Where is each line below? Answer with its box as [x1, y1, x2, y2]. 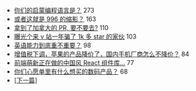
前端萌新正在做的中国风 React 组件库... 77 [13, 59, 134, 66]
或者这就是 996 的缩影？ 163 [13, 15, 97, 23]
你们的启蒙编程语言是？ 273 [13, 6, 94, 14]
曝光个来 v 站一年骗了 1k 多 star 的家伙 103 [13, 32, 136, 41]
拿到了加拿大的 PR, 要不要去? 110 [13, 24, 108, 31]
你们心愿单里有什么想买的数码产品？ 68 [13, 67, 128, 76]
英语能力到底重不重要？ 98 [13, 41, 92, 49]
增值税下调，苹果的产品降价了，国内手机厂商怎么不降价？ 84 [13, 50, 190, 58]
